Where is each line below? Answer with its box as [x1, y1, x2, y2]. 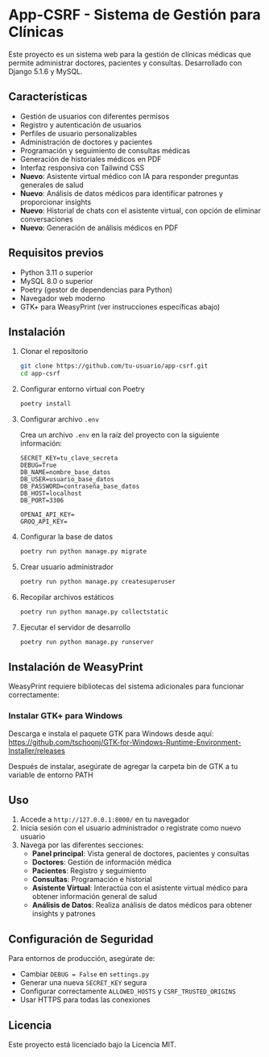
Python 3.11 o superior [19, 268, 93, 277]
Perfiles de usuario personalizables [19, 128, 138, 138]
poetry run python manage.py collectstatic [19, 607, 169, 616]
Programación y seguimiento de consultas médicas [19, 145, 191, 155]
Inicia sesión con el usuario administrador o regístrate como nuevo [19, 823, 242, 833]
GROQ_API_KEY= [19, 518, 68, 526]
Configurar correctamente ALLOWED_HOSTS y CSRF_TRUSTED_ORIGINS [19, 986, 236, 997]
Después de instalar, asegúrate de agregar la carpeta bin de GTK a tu [8, 761, 238, 771]
